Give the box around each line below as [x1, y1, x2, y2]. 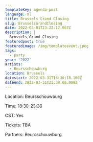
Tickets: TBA [5, 122, 31, 128]
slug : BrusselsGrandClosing [5, 21, 63, 26]
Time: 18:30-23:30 [5, 103, 43, 109]
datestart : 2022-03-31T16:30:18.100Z [5, 75, 82, 80]
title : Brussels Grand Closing [5, 16, 69, 21]
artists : [5, 62, 23, 67]
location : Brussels [5, 71, 45, 76]
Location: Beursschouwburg [5, 94, 62, 99]
